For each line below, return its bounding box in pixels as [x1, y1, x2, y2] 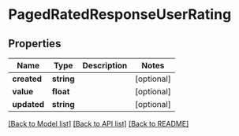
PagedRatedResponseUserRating [8, 6, 232, 24]
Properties [8, 37, 62, 50]
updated [12, 99, 45, 109]
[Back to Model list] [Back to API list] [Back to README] [8, 119, 189, 128]
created [12, 73, 42, 84]
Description [82, 61, 128, 71]
